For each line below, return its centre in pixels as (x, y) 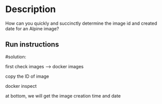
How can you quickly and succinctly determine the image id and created (81, 23)
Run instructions (32, 45)
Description (31, 9)
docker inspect (21, 86)
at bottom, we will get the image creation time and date (63, 96)
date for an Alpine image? (32, 28)
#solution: (16, 57)
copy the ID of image (27, 76)
